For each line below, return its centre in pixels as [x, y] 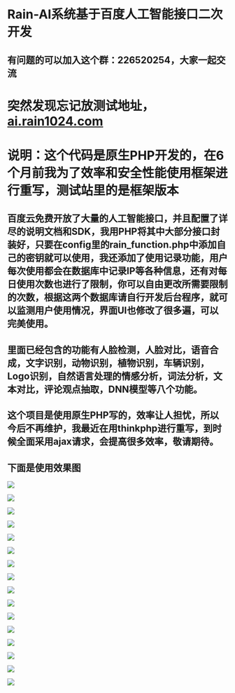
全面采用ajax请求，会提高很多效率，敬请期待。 [117, 442]
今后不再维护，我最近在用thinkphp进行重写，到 [110, 429]
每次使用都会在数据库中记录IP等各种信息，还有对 [113, 271]
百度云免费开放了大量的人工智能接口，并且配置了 [113, 218]
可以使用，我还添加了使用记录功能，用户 [140, 258]
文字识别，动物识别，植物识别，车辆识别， [117, 363]
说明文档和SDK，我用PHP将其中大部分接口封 [123, 232]
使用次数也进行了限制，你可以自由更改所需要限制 [122, 284]
